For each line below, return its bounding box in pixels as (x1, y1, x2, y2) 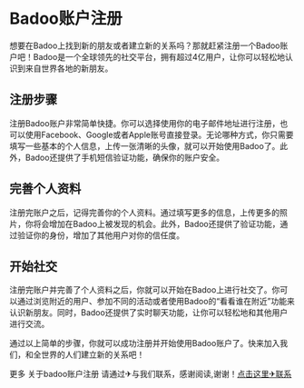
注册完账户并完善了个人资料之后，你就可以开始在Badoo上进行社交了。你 (9, 284, 280, 295)
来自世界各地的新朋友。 (25, 63, 113, 74)
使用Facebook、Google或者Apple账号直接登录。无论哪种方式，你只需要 (25, 129, 294, 140)
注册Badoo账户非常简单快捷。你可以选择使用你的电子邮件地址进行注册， (9, 117, 280, 128)
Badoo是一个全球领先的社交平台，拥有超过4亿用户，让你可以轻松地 (33, 51, 286, 62)
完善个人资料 (9, 181, 82, 196)
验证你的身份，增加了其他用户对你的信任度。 (16, 229, 184, 241)
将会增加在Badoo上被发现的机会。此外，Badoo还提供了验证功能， (33, 218, 280, 229)
